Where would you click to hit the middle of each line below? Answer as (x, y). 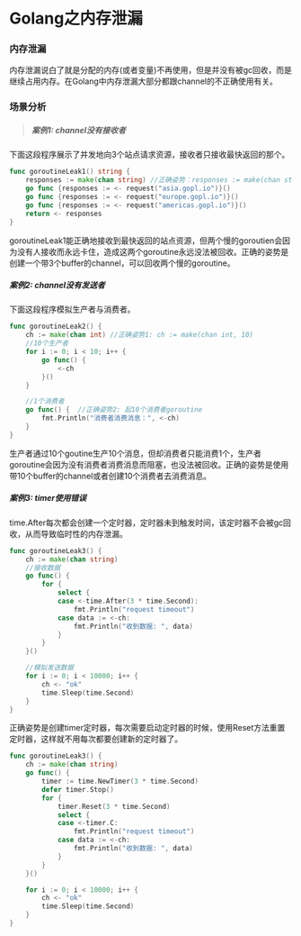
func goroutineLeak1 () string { (70, 172)
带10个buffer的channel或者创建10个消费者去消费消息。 (110, 476)
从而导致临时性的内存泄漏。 (76, 533)
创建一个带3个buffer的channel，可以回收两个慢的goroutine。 (122, 263)
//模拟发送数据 (50, 668)
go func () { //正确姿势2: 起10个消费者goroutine (114, 410)
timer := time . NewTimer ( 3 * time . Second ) (120, 782)
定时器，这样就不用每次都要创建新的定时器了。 (96, 739)
